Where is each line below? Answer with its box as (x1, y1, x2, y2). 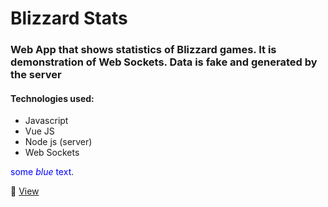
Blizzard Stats (10, 7, 128, 30)
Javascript (24, 115, 69, 127)
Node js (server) (24, 136, 93, 148)
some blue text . (10, 166, 75, 178)
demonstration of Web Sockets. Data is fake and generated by (10, 55, 318, 69)
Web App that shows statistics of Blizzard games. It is (10, 43, 277, 57)
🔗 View (10, 185, 40, 197)
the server (10, 68, 62, 82)
